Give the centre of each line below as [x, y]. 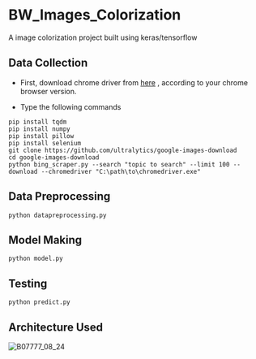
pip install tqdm [38, 122]
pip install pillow [41, 136]
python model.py [36, 259]
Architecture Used [56, 327]
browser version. [48, 91]
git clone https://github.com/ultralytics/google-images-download [123, 150]
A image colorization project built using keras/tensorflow [103, 37]
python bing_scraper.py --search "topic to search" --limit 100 [119, 164]
